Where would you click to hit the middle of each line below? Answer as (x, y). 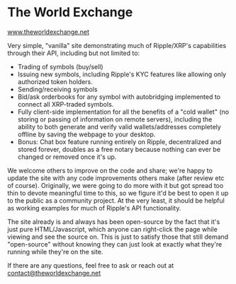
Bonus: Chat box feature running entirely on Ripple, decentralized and (119, 141)
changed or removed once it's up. (67, 157)
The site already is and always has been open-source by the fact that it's (114, 221)
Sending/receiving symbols (57, 89)
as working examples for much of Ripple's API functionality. (94, 208)
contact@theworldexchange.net (54, 273)
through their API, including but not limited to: (74, 53)
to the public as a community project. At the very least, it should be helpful (116, 200)
